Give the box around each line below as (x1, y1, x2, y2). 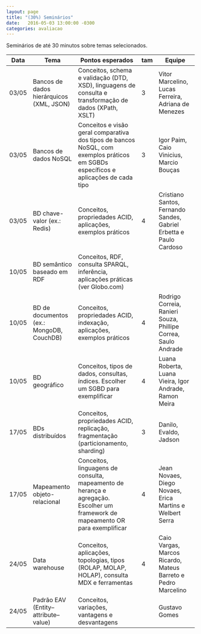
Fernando (158, 206, 186, 214)
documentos (32, 311, 69, 319)
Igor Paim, (158, 136, 187, 144)
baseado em (32, 268, 68, 276)
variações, (77, 603, 108, 612)
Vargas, (158, 541, 180, 550)
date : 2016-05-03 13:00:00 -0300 (6, 20, 95, 26)
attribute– (32, 611, 60, 619)
